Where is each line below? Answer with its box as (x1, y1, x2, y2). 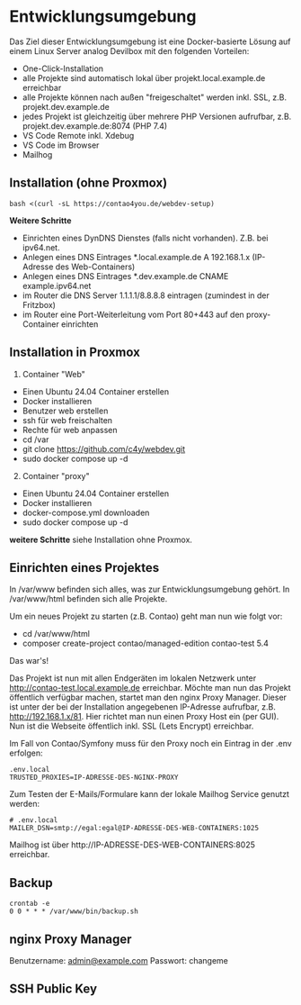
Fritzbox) (22, 299, 57, 310)
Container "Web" (22, 368, 85, 379)
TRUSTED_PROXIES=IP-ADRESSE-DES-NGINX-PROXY (9, 773, 179, 783)
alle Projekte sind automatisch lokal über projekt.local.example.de (22, 72, 266, 83)
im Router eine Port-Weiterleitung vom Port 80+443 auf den (22, 309, 244, 320)
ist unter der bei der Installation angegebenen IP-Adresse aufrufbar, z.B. (9, 702, 277, 712)
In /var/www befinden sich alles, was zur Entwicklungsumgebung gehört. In (9, 584, 290, 595)
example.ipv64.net (22, 280, 92, 291)
